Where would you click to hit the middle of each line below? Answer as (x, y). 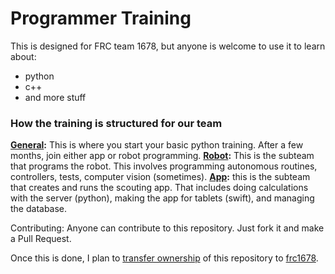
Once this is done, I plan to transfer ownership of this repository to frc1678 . (164, 258)
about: (23, 56)
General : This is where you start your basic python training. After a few (157, 145)
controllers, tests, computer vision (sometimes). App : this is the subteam (160, 177)
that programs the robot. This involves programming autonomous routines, (164, 166)
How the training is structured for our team (116, 123)
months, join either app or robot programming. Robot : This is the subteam (162, 156)
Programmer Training (101, 18)
